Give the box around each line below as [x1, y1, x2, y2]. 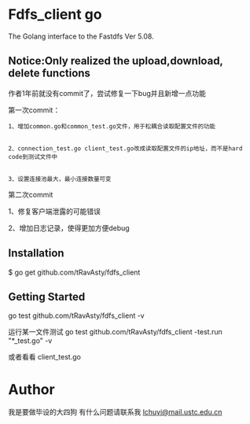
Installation [8, 246, 64, 260]
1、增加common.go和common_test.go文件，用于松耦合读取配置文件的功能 [8, 122, 216, 131]
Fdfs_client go [8, 6, 102, 24]
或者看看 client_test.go [8, 352, 81, 362]
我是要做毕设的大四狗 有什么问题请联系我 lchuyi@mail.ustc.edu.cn [8, 407, 222, 417]
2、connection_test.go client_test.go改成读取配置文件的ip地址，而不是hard [8, 144, 243, 153]
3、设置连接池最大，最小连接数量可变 [8, 175, 112, 183]
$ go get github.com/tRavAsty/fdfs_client [8, 267, 141, 277]
